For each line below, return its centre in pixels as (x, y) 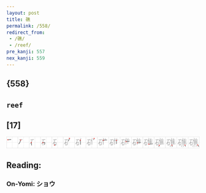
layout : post (23, 13)
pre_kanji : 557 (26, 52)
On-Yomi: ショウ (31, 184)
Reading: (24, 165)
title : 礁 (18, 19)
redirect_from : (26, 32)
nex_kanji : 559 (26, 58)
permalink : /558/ (29, 26)
